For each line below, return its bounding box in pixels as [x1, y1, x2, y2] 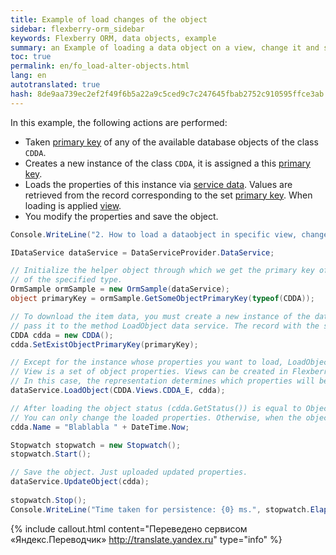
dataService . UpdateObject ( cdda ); [10, 477, 150, 487]
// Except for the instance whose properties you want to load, [10, 357, 284, 368]
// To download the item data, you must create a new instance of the [10, 311, 311, 321]
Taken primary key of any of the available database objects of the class [24, 136, 319, 148]
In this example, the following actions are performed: [10, 116, 228, 128]
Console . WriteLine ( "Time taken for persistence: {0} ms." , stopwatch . [10, 504, 311, 515]
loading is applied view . [24, 199, 122, 211]
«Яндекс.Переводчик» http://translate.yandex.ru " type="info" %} [10, 533, 283, 545]
